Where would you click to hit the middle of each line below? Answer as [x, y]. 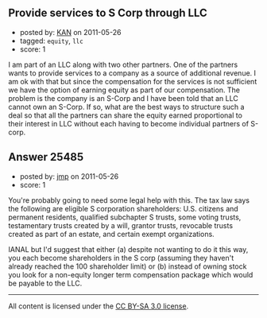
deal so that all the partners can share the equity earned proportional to [125, 115]
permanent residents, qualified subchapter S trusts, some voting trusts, [125, 217]
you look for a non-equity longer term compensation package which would [131, 274]
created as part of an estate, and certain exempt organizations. [111, 234]
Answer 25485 [46, 157]
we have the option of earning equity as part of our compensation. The [124, 90]
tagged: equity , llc [51, 41]
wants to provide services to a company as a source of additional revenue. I [132, 73]
